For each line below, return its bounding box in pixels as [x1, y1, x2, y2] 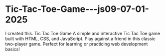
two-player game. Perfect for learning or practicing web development [5, 41, 148, 47]
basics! [5, 46, 20, 52]
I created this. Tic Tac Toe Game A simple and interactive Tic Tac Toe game [5, 30, 161, 36]
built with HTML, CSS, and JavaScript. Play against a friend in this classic [5, 36, 156, 42]
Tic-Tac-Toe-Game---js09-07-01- [5, 3, 150, 15]
